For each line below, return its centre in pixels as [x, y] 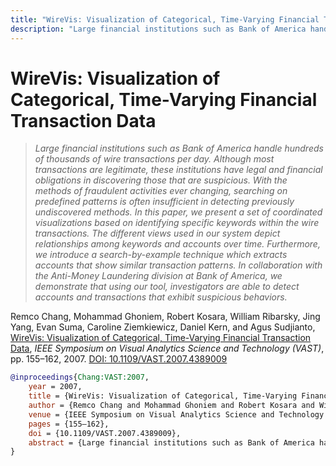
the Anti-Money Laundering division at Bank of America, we [158, 276]
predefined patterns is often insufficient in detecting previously [164, 202]
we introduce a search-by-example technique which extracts [161, 255]
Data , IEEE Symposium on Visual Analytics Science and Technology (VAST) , [167, 348]
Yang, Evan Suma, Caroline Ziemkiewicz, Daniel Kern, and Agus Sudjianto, [163, 327]
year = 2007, [55, 387]
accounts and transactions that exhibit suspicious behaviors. [161, 297]
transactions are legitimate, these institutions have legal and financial [178, 170]
